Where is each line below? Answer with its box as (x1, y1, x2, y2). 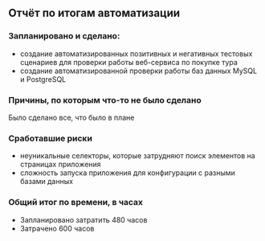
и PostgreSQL (19, 74, 67, 84)
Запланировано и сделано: (8, 31, 120, 42)
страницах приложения (19, 160, 102, 170)
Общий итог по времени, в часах (8, 197, 143, 208)
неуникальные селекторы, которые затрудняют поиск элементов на (19, 151, 255, 161)
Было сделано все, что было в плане (8, 112, 135, 122)
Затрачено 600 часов (19, 223, 95, 233)
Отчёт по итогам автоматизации (8, 6, 181, 20)
